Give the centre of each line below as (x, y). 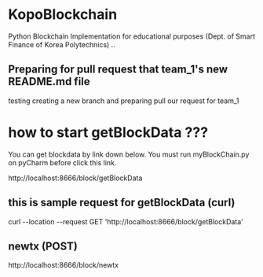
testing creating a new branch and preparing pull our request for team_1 (124, 101)
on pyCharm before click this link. (62, 162)
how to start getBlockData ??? (108, 132)
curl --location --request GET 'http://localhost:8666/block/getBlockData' (126, 221)
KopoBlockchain (63, 15)
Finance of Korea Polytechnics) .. (62, 44)
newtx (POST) (43, 246)
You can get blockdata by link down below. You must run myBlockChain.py (129, 154)
